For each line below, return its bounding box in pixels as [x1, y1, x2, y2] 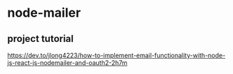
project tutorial [7, 33, 74, 45]
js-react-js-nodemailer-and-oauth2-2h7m [7, 59, 128, 67]
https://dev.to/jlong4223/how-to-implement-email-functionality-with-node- [7, 51, 226, 59]
